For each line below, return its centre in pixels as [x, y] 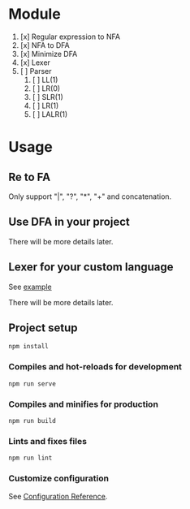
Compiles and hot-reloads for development [95, 367]
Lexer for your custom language [91, 267]
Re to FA [30, 177]
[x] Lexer [35, 63]
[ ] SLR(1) [47, 97]
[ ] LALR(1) [50, 114]
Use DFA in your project [69, 222]
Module [35, 14]
